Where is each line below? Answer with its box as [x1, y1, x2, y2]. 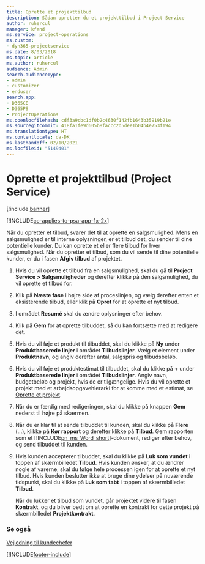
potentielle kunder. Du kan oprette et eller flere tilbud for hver [6, 242, 161, 249]
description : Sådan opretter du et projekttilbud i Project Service [6, 15, 185, 21]
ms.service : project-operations [6, 32, 89, 38]
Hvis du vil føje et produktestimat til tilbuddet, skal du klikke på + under [15, 365, 195, 372]
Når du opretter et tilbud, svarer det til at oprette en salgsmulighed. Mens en [6, 229, 198, 236]
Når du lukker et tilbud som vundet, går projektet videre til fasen [15, 497, 177, 504]
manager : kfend [6, 26, 45, 32]
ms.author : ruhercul [6, 60, 59, 66]
